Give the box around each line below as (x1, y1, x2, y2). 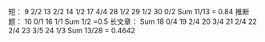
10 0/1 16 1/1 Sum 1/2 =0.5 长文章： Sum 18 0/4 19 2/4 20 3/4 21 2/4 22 (23, 17, 258, 26)
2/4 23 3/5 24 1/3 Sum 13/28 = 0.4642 (8, 26, 136, 35)
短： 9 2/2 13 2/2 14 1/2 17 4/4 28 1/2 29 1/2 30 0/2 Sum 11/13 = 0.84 (8, 7, 234, 16)
